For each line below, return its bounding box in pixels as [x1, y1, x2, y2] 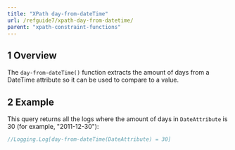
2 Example [7, 96, 54, 108]
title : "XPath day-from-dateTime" [7, 10, 109, 18]
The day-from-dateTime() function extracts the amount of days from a [7, 68, 210, 77]
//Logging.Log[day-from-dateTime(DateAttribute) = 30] [7, 136, 172, 143]
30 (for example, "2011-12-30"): [7, 123, 99, 130]
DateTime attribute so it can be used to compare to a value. [7, 75, 179, 85]
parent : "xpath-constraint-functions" [7, 23, 121, 30]
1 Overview [7, 49, 58, 61]
